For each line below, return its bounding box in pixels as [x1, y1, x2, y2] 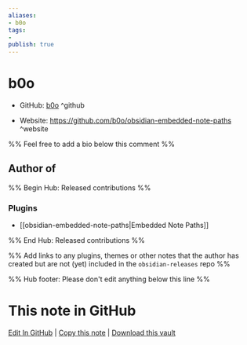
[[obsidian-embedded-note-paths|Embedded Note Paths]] [19, 221, 209, 230]
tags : [8, 26, 26, 34]
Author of [8, 162, 56, 175]
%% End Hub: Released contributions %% [8, 236, 145, 245]
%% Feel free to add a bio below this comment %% [8, 139, 175, 149]
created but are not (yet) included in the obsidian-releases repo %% [8, 259, 231, 269]
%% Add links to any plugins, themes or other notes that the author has [8, 251, 239, 260]
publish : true [8, 41, 55, 49]
